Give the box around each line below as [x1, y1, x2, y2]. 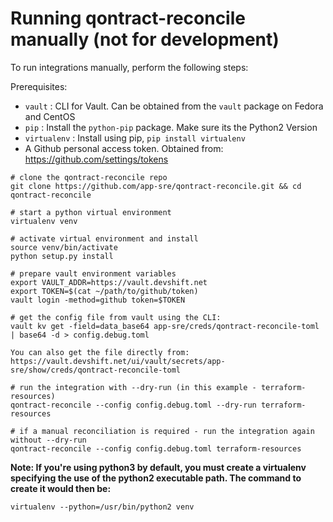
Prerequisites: [10, 80, 68, 92]
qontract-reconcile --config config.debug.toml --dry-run [10, 400, 257, 410]
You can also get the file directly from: [10, 347, 190, 357]
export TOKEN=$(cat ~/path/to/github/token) [10, 286, 199, 296]
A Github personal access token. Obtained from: [24, 142, 224, 154]
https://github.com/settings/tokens [24, 153, 169, 165]
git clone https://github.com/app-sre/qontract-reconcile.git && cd [10, 181, 302, 191]
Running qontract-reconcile [10, 7, 246, 30]
